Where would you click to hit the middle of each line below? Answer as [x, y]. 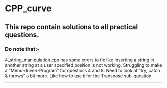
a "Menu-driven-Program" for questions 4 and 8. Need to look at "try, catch [83, 70]
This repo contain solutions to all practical [72, 27]
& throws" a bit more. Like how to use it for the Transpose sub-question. [79, 76]
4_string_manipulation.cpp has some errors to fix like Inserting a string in [80, 60]
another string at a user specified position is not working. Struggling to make [83, 65]
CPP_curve [29, 9]
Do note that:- [22, 49]
